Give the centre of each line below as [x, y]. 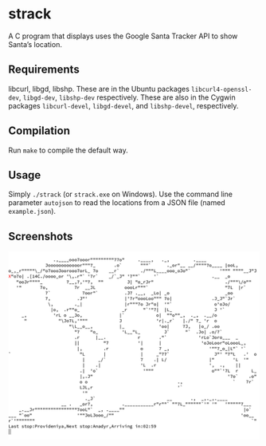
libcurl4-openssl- [221, 89]
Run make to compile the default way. [68, 150]
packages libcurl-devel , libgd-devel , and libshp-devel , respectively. [123, 105]
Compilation [39, 131]
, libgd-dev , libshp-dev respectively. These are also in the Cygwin [127, 97]
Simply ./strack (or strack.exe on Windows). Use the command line [121, 194]
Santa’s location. [35, 44]
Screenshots [41, 236]
